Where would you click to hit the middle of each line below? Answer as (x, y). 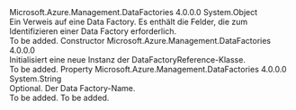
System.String (36, 79)
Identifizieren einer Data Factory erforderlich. (93, 31)
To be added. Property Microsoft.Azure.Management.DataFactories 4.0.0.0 (148, 69)
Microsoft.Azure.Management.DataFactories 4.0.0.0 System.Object (134, 12)
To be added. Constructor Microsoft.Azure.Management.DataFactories (140, 41)
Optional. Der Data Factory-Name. (72, 88)
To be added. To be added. (59, 97)
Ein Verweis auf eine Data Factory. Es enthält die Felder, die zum (129, 21)
